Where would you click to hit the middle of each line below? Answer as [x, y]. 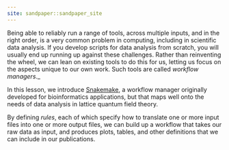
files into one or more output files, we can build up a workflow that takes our [114, 124]
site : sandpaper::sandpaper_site [55, 13]
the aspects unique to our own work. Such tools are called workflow [103, 69]
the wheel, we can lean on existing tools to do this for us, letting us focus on [114, 61]
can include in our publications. [51, 139]
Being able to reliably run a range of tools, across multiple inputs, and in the [113, 33]
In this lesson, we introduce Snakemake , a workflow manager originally [107, 89]
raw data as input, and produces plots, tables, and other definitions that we [113, 132]
